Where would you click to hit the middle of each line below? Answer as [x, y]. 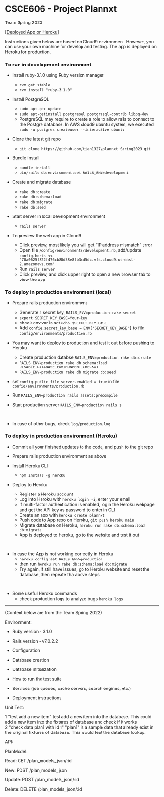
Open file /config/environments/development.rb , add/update [80, 250]
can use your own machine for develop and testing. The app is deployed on [81, 46]
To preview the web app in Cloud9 [47, 236]
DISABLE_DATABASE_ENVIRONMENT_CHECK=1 [59, 367]
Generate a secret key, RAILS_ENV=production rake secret [78, 312]
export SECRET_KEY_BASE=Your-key [53, 318]
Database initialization [34, 669]
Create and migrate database [41, 182]
